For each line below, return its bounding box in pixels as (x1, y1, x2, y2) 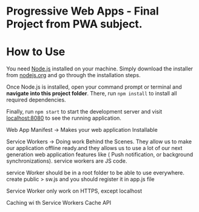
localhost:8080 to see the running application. (6, 114, 121, 122)
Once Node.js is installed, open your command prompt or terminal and (6, 83, 182, 91)
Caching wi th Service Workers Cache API (6, 199, 112, 207)
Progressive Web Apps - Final (6, 4, 159, 18)
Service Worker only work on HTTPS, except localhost (6, 187, 143, 195)
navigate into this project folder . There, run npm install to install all (6, 90, 177, 97)
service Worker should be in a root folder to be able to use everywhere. (6, 169, 185, 177)
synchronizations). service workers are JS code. (6, 157, 127, 165)
